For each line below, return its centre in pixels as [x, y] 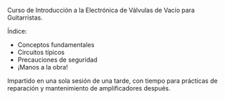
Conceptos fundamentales [56, 45]
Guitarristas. [25, 18]
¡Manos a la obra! [43, 67]
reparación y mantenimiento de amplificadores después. [89, 88]
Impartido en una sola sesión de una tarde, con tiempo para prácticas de [112, 81]
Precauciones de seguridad [57, 60]
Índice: [17, 31]
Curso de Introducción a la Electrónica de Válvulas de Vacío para [101, 10]
